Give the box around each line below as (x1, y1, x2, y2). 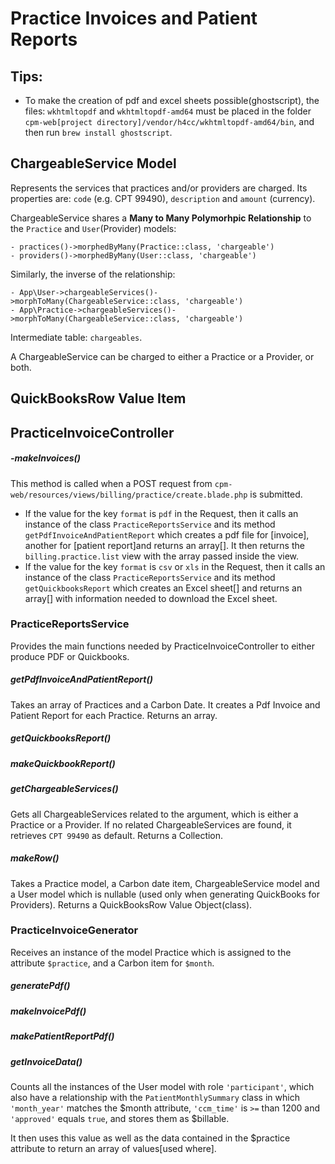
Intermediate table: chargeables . (10, 331, 143, 343)
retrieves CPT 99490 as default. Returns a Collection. (10, 829, 224, 841)
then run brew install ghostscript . (24, 127, 173, 138)
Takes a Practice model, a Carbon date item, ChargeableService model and (10, 877, 320, 889)
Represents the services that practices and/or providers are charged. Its (10, 182, 308, 194)
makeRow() (10, 852, 60, 864)
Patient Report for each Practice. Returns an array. (10, 709, 218, 721)
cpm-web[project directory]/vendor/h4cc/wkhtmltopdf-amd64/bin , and (24, 116, 315, 127)
